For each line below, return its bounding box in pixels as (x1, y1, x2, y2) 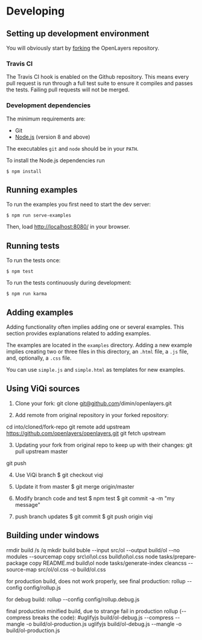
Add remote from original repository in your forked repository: (14, 411, 169, 418)
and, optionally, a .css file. (6, 354, 72, 361)
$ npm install (6, 168, 42, 174)
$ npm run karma (6, 291, 47, 297)
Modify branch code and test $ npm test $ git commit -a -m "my (14, 495, 175, 502)
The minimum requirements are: (6, 115, 86, 122)
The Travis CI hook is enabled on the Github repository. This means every (6, 73, 189, 81)
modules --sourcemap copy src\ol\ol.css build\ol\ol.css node (6, 553, 158, 560)
